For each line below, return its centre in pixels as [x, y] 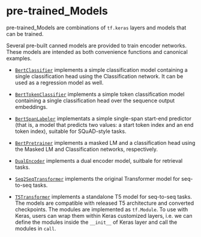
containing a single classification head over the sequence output [95, 101]
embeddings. [31, 107]
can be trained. [25, 34]
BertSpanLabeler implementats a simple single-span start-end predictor [103, 118]
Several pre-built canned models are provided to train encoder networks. [97, 45]
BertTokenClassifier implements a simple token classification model [100, 94]
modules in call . [35, 228]
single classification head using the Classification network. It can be [99, 76]
